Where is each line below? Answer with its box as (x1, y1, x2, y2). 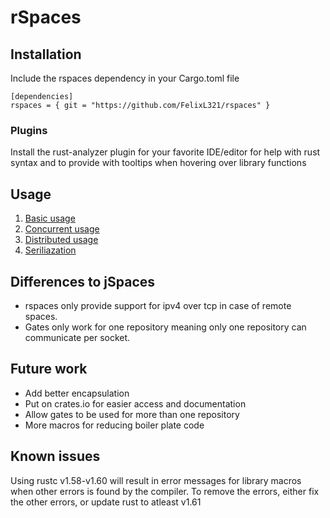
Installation (10, 46, 82, 63)
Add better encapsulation (24, 387, 130, 399)
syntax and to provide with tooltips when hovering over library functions (10, 157, 307, 169)
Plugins (10, 123, 48, 137)
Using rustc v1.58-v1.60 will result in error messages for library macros (10, 474, 302, 486)
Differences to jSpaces (10, 273, 156, 290)
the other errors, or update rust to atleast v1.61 (10, 496, 202, 508)
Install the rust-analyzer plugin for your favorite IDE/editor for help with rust (10, 146, 321, 158)
